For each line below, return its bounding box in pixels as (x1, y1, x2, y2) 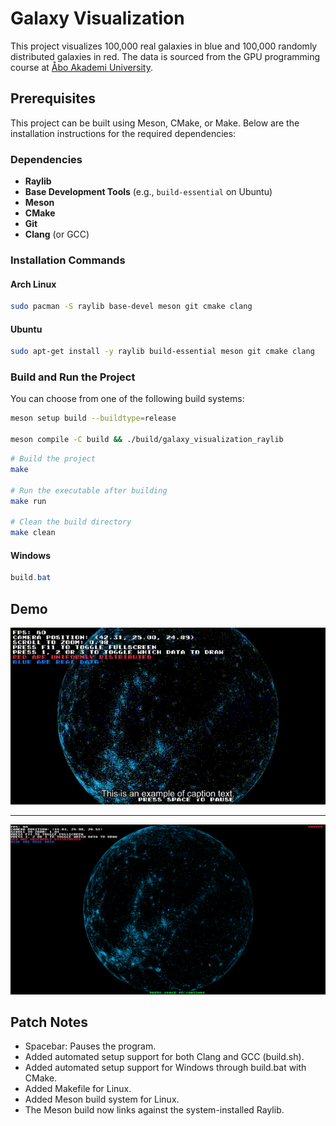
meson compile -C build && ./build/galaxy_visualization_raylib (10, 435, 284, 445)
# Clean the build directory (10, 517, 132, 527)
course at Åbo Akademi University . (10, 61, 153, 73)
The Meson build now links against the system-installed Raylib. (24, 1104, 285, 1116)
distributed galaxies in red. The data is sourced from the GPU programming (10, 50, 321, 62)
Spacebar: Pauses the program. (24, 1040, 157, 1052)
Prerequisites (10, 90, 96, 107)
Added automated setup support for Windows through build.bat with (24, 1062, 307, 1074)
